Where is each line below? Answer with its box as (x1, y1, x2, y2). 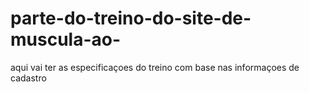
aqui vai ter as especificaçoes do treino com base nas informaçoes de (10, 61, 300, 73)
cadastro (10, 72, 47, 84)
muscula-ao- (10, 28, 122, 51)
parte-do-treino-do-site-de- (10, 7, 252, 30)
